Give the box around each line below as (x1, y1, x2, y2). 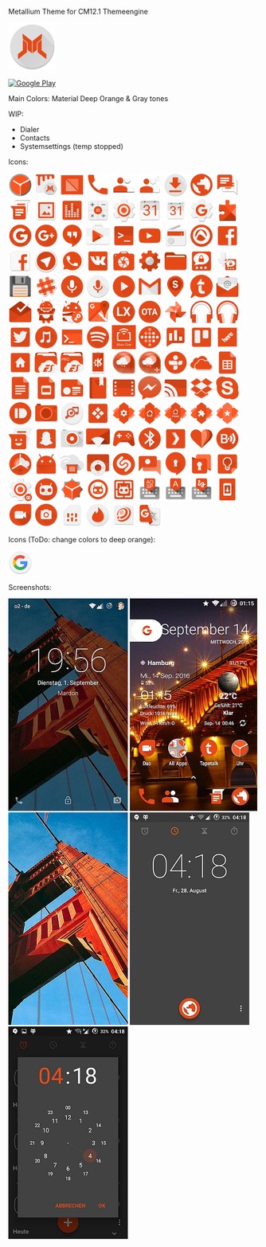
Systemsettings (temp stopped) (19, 142, 123, 150)
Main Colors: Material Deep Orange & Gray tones (8, 94, 169, 103)
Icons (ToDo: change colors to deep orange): (8, 535, 156, 544)
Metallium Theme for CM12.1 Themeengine (8, 7, 149, 16)
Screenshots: (8, 583, 52, 592)
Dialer (19, 125, 40, 134)
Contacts (19, 133, 50, 143)
